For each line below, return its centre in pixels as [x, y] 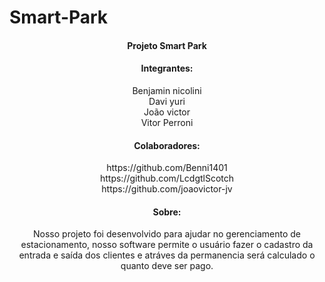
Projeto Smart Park [167, 45]
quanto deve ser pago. [167, 266]
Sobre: [167, 212]
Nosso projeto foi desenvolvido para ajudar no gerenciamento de [167, 234]
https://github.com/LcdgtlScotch [167, 178]
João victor [167, 112]
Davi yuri [167, 101]
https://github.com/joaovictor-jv [167, 189]
